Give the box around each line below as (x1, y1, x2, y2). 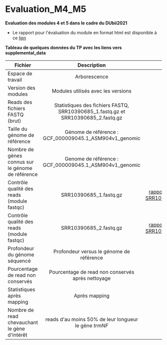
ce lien (12, 35, 26, 41)
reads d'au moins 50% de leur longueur (45, 316, 138, 323)
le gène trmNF (75, 322, 108, 329)
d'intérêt (7, 331, 27, 338)
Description (78, 61, 106, 68)
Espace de (7, 70, 32, 77)
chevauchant (7, 319, 38, 326)
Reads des (7, 99, 32, 106)
